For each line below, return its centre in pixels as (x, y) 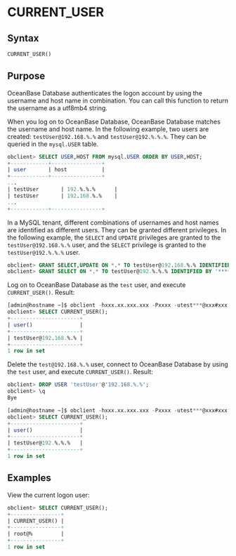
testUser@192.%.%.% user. (44, 252)
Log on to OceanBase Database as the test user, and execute (97, 285)
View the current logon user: (48, 495)
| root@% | (36, 534)
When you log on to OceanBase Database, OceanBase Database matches (114, 121)
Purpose (26, 76)
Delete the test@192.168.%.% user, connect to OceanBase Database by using (118, 364)
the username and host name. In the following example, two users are (108, 129)
